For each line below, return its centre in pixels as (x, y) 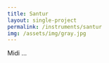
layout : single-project (42, 20)
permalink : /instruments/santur (54, 27)
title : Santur (28, 14)
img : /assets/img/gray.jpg (47, 33)
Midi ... (17, 53)
